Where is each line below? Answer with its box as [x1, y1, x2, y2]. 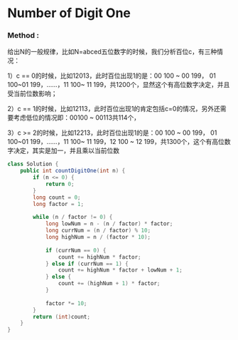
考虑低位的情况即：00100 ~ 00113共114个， [13, 113, 141, 122]
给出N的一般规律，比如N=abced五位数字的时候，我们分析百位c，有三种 [7, 48, 217, 56]
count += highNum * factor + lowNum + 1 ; [58, 267, 183, 274]
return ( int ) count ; [33, 313, 91, 320]
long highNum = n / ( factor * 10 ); [45, 234, 151, 241]
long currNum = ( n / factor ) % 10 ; [45, 227, 151, 235]
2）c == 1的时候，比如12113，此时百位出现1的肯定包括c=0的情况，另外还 [7, 105, 220, 113]
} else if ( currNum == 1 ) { [45, 260, 129, 267]
